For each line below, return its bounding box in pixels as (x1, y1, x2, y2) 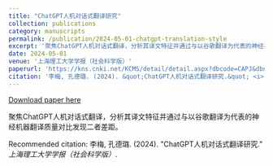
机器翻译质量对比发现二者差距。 (15, 121, 123, 131)
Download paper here (8, 94, 81, 104)
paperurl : (8, 65, 42, 73)
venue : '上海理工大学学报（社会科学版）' (8, 58, 132, 66)
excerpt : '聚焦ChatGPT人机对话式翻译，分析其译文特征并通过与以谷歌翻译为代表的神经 (8, 42, 264, 50)
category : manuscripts (8, 27, 85, 35)
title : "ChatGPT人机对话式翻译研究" (8, 11, 122, 20)
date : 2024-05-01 (8, 50, 67, 58)
